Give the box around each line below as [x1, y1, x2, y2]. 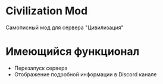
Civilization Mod [5, 4, 88, 18]
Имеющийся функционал [5, 45, 140, 58]
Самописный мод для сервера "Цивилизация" [5, 24, 124, 31]
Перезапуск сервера [14, 64, 68, 71]
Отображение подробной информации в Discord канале [14, 70, 157, 78]
